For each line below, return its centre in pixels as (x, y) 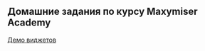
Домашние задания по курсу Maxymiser (102, 12)
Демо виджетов (32, 40)
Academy (29, 23)
